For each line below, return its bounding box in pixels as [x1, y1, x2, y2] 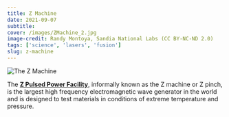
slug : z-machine [7, 49, 54, 55]
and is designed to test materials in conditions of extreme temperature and [7, 94, 219, 103]
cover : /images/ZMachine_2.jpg [7, 29, 97, 36]
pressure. [7, 102, 34, 110]
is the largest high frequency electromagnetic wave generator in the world [7, 87, 217, 96]
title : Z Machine [7, 10, 57, 17]
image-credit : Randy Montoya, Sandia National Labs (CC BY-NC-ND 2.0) [7, 36, 214, 42]
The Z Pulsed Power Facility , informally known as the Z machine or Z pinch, [7, 80, 223, 88]
